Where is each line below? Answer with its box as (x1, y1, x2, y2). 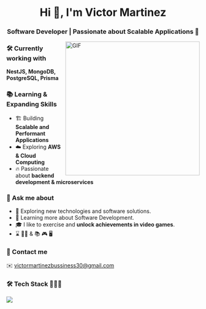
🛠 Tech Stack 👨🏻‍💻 (6, 280, 63, 288)
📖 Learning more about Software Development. (15, 214, 135, 221)
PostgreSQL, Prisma (6, 75, 59, 82)
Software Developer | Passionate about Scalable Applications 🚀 (7, 28, 199, 36)
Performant (15, 130, 46, 137)
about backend (15, 171, 55, 179)
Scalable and (15, 123, 50, 130)
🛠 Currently (6, 44, 44, 53)
